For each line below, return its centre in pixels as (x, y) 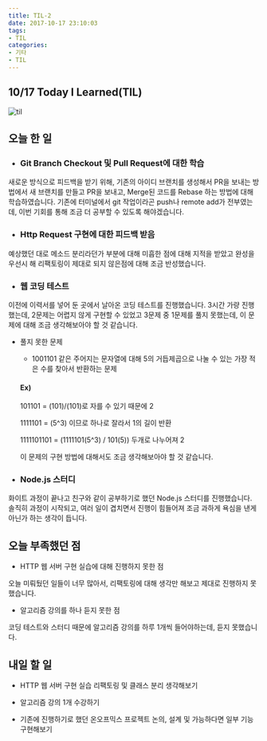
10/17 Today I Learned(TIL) (75, 92)
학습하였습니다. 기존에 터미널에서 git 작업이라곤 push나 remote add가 (117, 202)
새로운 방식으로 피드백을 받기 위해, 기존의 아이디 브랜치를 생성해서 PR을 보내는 (130, 182)
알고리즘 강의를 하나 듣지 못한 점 (70, 610)
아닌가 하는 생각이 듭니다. (48, 518)
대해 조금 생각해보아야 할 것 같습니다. (80, 324)
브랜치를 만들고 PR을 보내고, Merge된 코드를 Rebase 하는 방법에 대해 (145, 192)
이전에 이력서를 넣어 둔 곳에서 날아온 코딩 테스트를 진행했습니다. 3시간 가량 (124, 304)
